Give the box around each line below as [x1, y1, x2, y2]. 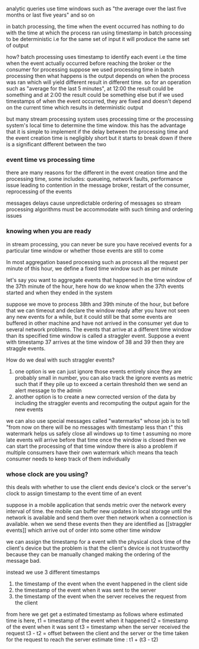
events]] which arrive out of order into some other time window [6, 526, 161, 534]
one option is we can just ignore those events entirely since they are [14, 368, 182, 375]
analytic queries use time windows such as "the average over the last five [6, 5, 187, 12]
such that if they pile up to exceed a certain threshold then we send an [14, 380, 188, 387]
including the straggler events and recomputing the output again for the [14, 399, 190, 406]
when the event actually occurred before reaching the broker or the [6, 59, 171, 67]
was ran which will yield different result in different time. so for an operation [6, 79, 191, 86]
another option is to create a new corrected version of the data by [14, 393, 176, 400]
